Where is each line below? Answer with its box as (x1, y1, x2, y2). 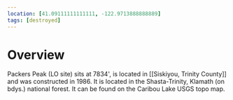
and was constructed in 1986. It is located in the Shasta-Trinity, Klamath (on (7, 78, 225, 86)
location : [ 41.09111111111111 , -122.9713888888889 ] (7, 10, 161, 17)
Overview (7, 47, 65, 63)
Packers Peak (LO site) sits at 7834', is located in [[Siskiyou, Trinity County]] (7, 70, 227, 78)
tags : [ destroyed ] (7, 17, 61, 24)
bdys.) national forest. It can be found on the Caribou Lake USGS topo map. (7, 85, 225, 93)
